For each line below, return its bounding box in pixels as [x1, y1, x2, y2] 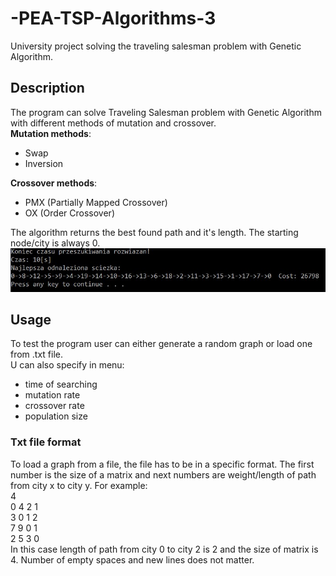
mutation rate [24, 389, 81, 401]
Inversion [24, 157, 64, 169]
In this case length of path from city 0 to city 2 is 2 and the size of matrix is [10, 543, 319, 555]
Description [10, 80, 85, 97]
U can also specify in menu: [10, 359, 125, 371]
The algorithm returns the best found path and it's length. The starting [10, 226, 299, 238]
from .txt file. [10, 348, 64, 361]
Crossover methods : [10, 177, 98, 189]
